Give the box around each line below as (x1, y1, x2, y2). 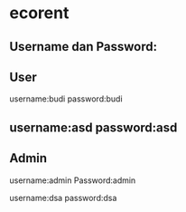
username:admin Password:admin (9, 175, 136, 186)
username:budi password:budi (9, 93, 124, 104)
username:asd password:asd (9, 120, 178, 135)
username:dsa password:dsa (9, 192, 117, 203)
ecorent (9, 3, 70, 24)
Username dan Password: (9, 39, 158, 54)
